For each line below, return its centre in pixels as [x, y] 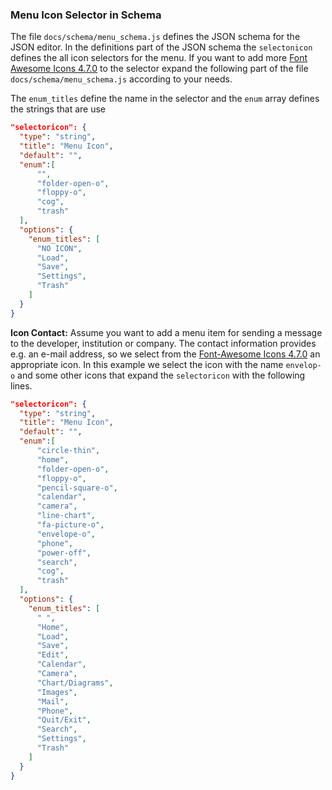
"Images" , [57, 692]
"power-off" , [64, 553]
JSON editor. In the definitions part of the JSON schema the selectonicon [161, 47]
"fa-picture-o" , [70, 525]
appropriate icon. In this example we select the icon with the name [147, 364]
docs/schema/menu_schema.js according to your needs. [121, 79]
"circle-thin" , [68, 451]
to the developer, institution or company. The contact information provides [163, 343]
